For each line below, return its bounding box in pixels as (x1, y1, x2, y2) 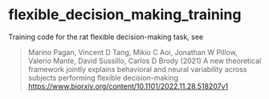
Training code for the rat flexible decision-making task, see (8, 32, 204, 42)
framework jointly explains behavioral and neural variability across (27, 64, 247, 73)
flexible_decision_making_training (8, 6, 242, 24)
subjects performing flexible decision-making (27, 73, 179, 82)
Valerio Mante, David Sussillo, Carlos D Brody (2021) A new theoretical (27, 56, 262, 65)
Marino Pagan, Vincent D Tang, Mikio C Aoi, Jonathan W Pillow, (27, 47, 238, 57)
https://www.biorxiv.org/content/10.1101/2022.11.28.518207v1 (27, 81, 229, 91)
